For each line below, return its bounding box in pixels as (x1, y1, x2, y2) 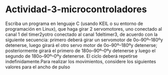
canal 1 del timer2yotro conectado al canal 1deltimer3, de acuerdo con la (5, 31, 158, 37)
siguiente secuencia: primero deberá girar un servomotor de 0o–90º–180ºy (5, 37, 163, 43)
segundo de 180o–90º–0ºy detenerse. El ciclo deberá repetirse (5, 53, 138, 59)
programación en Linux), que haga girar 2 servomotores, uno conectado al (5, 26, 162, 32)
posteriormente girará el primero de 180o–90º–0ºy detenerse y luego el (5, 47, 156, 54)
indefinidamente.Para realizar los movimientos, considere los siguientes (5, 58, 156, 64)
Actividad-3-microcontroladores (5, 4, 147, 15)
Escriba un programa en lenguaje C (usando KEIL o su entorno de (5, 20, 143, 27)
